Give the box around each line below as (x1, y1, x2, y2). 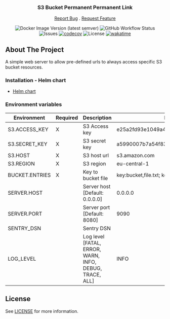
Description (82, 114, 112, 121)
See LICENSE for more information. (5, 308, 78, 314)
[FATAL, (82, 239, 101, 246)
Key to (82, 168, 98, 175)
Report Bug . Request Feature (54, 15, 116, 21)
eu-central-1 (116, 160, 149, 167)
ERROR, (82, 245, 101, 253)
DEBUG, (82, 265, 102, 272)
